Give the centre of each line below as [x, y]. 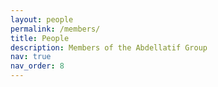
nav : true [31, 57]
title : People [40, 38]
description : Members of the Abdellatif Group [109, 47]
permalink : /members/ [55, 29]
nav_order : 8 [37, 66]
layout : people [42, 19]
